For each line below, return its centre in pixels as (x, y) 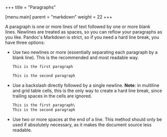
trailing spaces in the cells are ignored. (52, 96)
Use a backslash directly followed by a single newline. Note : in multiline (86, 85)
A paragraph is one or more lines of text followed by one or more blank (78, 26)
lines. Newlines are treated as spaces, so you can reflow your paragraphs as (84, 32)
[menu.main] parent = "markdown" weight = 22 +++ (59, 17)
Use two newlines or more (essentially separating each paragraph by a (85, 52)
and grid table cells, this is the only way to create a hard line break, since (87, 90)
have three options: (25, 42)
